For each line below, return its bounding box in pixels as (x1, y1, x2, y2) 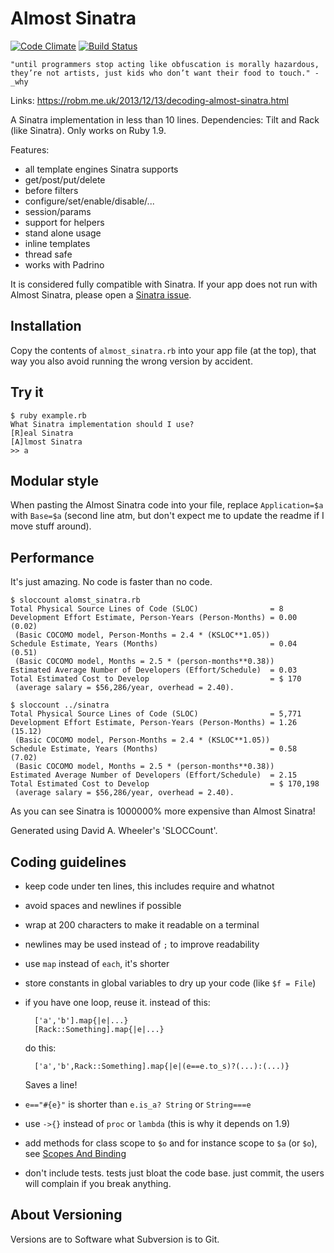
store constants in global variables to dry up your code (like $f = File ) (24, 977, 317, 989)
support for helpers (24, 216, 105, 228)
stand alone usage (24, 227, 102, 239)
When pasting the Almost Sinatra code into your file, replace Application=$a (10, 499, 324, 511)
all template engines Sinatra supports (24, 163, 179, 175)
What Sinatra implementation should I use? (10, 419, 195, 429)
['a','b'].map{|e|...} (34, 1016, 129, 1026)
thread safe (24, 248, 73, 260)
